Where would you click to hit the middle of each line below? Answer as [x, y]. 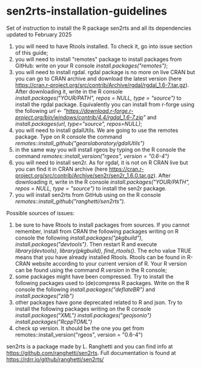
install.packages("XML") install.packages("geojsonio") [83, 315]
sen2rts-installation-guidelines [87, 11]
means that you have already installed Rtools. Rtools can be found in [100, 257]
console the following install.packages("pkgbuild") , [79, 238]
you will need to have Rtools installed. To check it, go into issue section [104, 46]
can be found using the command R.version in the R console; [91, 270]
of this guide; [31, 52]
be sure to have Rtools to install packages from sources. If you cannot [102, 225]
